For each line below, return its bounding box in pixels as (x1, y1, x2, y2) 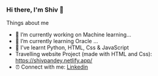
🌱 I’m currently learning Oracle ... (15, 38, 99, 45)
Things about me (6, 19, 49, 27)
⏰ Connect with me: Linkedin (15, 63, 88, 71)
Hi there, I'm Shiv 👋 (6, 5, 64, 14)
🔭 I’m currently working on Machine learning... (15, 31, 132, 38)
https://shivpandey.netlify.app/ (15, 57, 93, 64)
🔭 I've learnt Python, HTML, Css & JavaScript (15, 44, 129, 51)
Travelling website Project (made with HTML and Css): (15, 50, 153, 58)
